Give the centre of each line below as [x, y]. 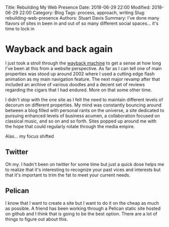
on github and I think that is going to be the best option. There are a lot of [81, 213]
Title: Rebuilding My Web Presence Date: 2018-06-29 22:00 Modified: [78, 7]
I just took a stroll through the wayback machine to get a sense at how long [83, 63]
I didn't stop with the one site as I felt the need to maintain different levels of [84, 99]
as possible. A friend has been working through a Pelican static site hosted [83, 208]
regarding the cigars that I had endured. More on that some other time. [79, 90]
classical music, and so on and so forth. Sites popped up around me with [81, 121]
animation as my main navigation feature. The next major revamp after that [83, 79]
